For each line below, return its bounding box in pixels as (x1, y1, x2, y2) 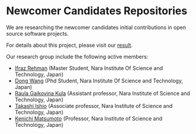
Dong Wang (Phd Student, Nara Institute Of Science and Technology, (14, 77, 184, 84)
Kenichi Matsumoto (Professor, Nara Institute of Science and (14, 114, 163, 122)
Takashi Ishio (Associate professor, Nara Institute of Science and (14, 102, 173, 109)
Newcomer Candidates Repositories (6, 4, 188, 18)
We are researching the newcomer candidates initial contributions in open (6, 24, 187, 31)
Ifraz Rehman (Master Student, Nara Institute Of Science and (14, 64, 163, 72)
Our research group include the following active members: (6, 53, 149, 60)
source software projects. (6, 30, 69, 37)
